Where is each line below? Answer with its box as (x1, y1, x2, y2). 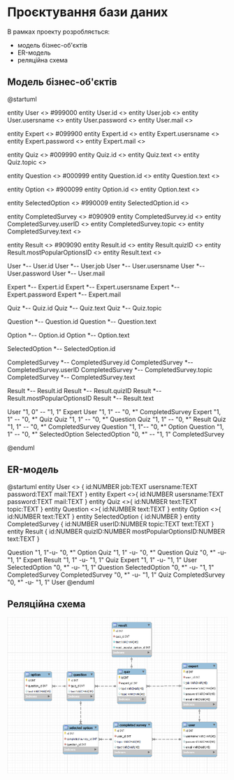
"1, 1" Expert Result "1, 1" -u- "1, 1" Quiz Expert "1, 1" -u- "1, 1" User (7, 555, 198, 564)
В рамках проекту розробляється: (7, 27, 110, 36)
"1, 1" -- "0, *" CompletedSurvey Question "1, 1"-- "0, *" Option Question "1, (7, 422, 224, 431)
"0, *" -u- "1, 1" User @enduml (7, 577, 94, 586)
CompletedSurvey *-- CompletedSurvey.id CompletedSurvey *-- (7, 358, 193, 367)
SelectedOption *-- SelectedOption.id (7, 344, 116, 353)
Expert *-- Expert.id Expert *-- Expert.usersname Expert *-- (7, 282, 180, 291)
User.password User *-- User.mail (7, 269, 105, 278)
